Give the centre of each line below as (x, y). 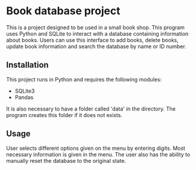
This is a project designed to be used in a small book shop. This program (95, 27)
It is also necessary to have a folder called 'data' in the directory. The (91, 109)
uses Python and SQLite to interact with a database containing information (97, 33)
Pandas (24, 97)
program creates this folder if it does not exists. (64, 115)
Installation (27, 65)
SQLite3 (25, 91)
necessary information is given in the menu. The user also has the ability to (98, 154)
